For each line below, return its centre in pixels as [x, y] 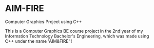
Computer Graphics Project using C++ [43, 22]
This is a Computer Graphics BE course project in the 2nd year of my [74, 31]
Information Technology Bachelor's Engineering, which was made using [77, 36]
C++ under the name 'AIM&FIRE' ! [39, 41]
